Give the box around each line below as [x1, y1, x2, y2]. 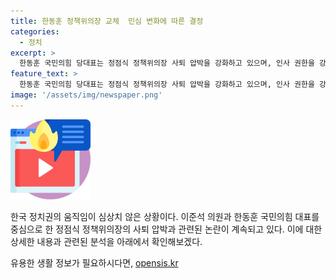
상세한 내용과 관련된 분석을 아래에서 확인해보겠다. [10, 235, 203, 247]
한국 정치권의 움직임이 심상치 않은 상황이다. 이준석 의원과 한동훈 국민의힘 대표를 [10, 210, 320, 222]
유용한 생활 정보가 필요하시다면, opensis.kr [10, 256, 179, 269]
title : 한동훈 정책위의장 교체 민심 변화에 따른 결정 [10, 16, 204, 26]
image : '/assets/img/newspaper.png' [10, 90, 163, 100]
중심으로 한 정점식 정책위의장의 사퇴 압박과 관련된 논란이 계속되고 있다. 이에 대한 [10, 223, 323, 235]
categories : [10, 26, 60, 37]
